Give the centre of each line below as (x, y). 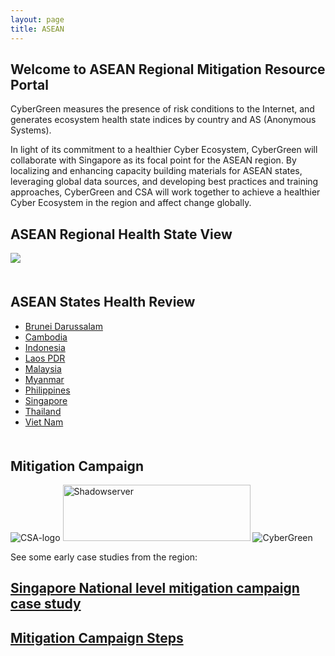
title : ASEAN (37, 29)
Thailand (43, 411)
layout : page (37, 19)
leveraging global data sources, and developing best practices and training (164, 182)
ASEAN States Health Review (103, 302)
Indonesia (45, 347)
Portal (29, 84)
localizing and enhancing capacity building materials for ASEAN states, (156, 171)
